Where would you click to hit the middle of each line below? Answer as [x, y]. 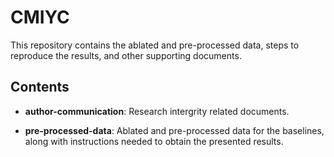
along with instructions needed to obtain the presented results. [154, 141]
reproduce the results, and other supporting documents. [126, 55]
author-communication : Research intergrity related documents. [157, 111]
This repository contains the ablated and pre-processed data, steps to [155, 45]
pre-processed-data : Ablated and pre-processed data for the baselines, [174, 130]
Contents [40, 87]
